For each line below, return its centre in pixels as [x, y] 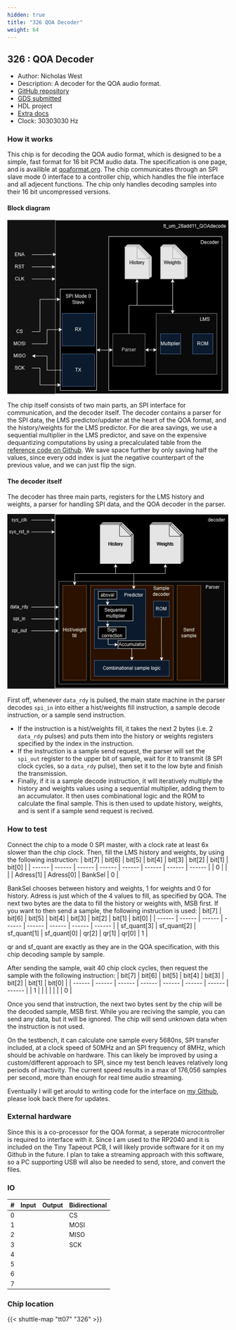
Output [52, 1205]
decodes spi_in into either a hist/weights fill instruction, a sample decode [114, 708]
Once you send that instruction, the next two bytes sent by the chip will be [115, 1004]
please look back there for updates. [59, 1098]
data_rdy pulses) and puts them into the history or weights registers [116, 736]
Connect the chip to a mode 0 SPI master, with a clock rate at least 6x [108, 844]
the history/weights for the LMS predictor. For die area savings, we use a [112, 427]
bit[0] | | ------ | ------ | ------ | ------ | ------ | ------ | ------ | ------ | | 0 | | [117, 867]
